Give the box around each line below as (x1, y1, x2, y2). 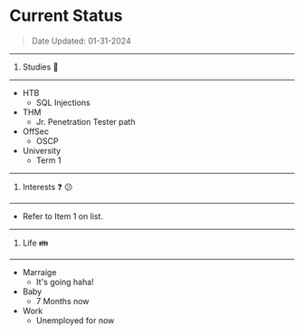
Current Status (9, 5, 123, 26)
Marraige (22, 266, 57, 277)
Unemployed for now (35, 314, 115, 326)
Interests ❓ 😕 (22, 181, 73, 192)
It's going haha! (35, 276, 95, 287)
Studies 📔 (22, 61, 59, 72)
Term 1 (35, 155, 62, 166)
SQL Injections (35, 97, 90, 108)
